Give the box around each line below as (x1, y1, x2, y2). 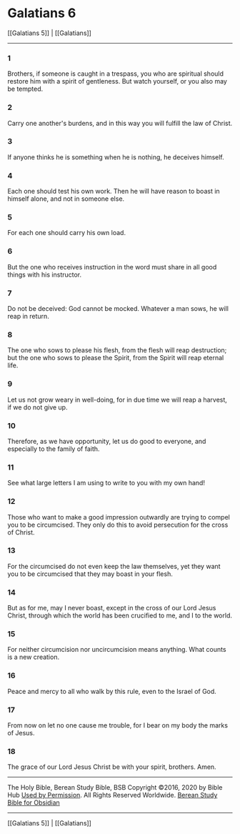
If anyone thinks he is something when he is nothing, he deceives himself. (7, 152, 225, 162)
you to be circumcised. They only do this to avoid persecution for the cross (7, 520, 229, 529)
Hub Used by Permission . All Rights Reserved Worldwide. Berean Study (7, 791, 218, 800)
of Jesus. (7, 728, 35, 737)
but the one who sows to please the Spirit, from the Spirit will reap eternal (7, 354, 224, 362)
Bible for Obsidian (7, 798, 61, 807)
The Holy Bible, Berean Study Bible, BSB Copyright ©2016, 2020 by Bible (7, 783, 223, 792)
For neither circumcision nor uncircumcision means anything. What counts (7, 645, 226, 654)
